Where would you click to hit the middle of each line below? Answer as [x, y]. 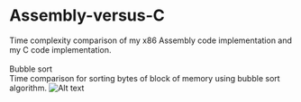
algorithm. [28, 88]
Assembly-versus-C [87, 16]
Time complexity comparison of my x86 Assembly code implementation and [151, 40]
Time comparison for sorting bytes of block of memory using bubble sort [145, 78]
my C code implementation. [60, 49]
